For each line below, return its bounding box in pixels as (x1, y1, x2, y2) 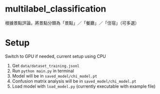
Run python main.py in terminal (12, 68, 74, 74)
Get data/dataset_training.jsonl (12, 63, 80, 68)
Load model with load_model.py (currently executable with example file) (12, 83, 156, 89)
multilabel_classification (5, 3, 107, 15)
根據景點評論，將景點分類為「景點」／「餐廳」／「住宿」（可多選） (5, 20, 140, 26)
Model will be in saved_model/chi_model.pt (12, 73, 97, 78)
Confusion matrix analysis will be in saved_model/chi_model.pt (12, 78, 137, 84)
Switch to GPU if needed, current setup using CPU (5, 53, 106, 59)
